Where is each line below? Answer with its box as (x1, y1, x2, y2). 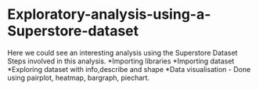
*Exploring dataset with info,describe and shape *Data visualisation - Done (7, 64, 251, 74)
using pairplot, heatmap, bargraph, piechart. (7, 73, 150, 82)
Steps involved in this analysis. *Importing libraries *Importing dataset (7, 56, 235, 66)
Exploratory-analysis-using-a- (7, 5, 211, 23)
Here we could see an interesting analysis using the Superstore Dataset (7, 48, 238, 57)
